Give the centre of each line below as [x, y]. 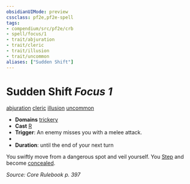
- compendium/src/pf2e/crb [40, 28]
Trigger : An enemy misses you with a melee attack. [79, 132]
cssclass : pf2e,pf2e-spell [40, 17]
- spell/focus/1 [26, 34]
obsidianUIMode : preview [37, 12]
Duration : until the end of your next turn [64, 145]
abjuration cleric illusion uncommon [50, 108]
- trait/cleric [25, 46]
